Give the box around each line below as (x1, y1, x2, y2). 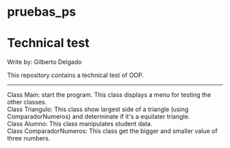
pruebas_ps (7, 4, 77, 20)
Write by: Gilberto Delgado (7, 58, 82, 66)
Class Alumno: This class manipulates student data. (7, 120, 153, 128)
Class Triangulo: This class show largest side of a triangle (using (7, 105, 189, 113)
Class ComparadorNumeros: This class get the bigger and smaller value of (7, 127, 218, 135)
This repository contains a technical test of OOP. (7, 71, 144, 79)
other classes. (7, 98, 47, 106)
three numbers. (7, 134, 51, 143)
